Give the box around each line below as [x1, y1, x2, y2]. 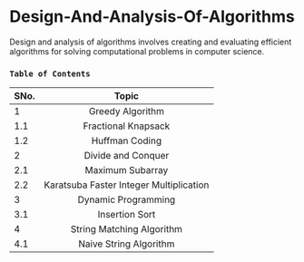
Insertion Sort [97, 209, 156, 221]
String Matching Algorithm [70, 223, 183, 236]
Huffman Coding [91, 134, 162, 147]
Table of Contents [9, 68, 91, 79]
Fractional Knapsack [83, 120, 171, 132]
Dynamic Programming [77, 193, 176, 206]
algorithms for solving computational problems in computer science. [9, 45, 265, 56]
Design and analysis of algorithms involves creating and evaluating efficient [9, 36, 292, 47]
